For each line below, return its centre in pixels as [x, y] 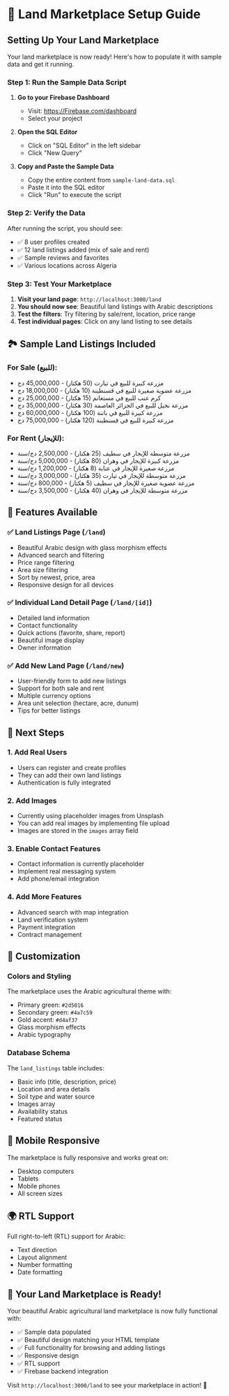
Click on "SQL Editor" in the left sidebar [84, 145]
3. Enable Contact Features [54, 849]
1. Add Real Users [37, 752]
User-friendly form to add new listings [72, 681]
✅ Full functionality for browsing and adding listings [91, 1348]
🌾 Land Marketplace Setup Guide [104, 14]
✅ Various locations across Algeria [67, 266]
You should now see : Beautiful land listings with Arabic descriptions [115, 306]
